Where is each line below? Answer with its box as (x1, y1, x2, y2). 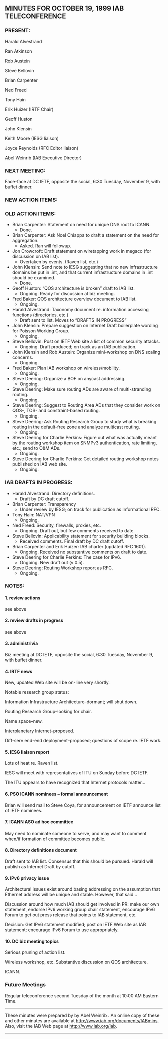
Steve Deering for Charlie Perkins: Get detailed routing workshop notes (12, 456, 159, 462)
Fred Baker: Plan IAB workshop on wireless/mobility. (12, 365, 120, 371)
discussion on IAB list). (12, 253, 60, 260)
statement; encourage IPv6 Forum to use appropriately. (5, 927, 119, 933)
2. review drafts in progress (5, 617, 63, 624)
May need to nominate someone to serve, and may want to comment (5, 830, 147, 836)
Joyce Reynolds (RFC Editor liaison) (5, 145, 79, 151)
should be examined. (12, 275, 56, 281)
